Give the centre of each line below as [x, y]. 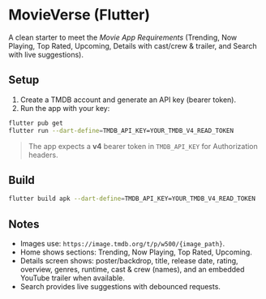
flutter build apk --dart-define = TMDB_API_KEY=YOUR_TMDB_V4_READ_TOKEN [132, 199]
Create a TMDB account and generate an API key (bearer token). [128, 100]
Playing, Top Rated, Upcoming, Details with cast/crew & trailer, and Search [133, 45]
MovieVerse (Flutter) [79, 15]
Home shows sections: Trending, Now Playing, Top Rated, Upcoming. [136, 252]
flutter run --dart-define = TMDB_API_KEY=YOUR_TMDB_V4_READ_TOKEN [121, 130]
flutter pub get [36, 123]
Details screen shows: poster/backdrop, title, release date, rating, [129, 261]
